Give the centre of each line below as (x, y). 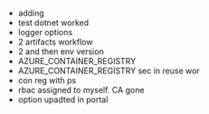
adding (31, 13)
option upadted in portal (63, 100)
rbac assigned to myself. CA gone (81, 90)
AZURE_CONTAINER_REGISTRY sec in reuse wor (109, 71)
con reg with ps (47, 80)
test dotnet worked (53, 23)
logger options (45, 32)
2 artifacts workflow (55, 42)
